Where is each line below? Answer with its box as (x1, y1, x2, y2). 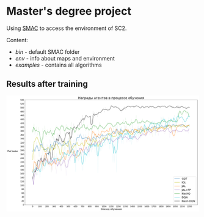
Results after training (6, 79, 89, 89)
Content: (6, 36, 29, 43)
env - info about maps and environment (15, 54, 115, 62)
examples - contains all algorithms (15, 61, 102, 68)
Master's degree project (6, 4, 131, 18)
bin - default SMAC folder (15, 48, 80, 56)
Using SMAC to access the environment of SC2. (6, 24, 127, 32)
